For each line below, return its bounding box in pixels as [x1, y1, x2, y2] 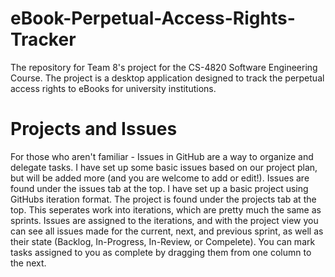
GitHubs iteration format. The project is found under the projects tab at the [10, 193, 317, 205]
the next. [10, 257, 47, 269]
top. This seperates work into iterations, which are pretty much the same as [10, 203, 322, 216]
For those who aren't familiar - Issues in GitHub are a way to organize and [10, 150, 314, 162]
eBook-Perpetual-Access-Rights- [10, 7, 296, 30]
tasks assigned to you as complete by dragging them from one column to [10, 246, 312, 258]
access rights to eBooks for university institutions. [10, 82, 217, 94]
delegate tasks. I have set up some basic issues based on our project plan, [10, 161, 318, 173]
